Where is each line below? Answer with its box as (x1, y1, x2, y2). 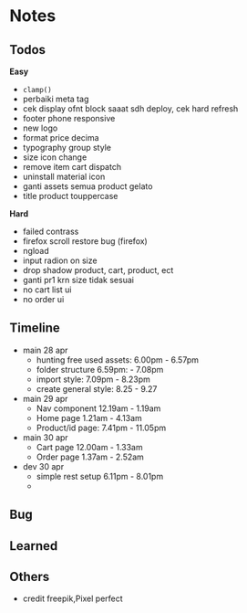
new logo (22, 122, 58, 133)
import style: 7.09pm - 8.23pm (36, 374, 150, 385)
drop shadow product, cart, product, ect (22, 265, 174, 275)
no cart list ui (22, 284, 72, 295)
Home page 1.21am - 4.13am (36, 412, 143, 423)
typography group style (22, 143, 112, 153)
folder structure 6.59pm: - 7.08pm (36, 364, 164, 375)
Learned (9, 538, 58, 554)
